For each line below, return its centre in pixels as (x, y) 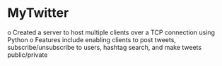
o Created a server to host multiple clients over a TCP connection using (111, 32)
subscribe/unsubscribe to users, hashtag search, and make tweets (105, 47)
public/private (28, 55)
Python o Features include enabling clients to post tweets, (92, 39)
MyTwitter (38, 13)
